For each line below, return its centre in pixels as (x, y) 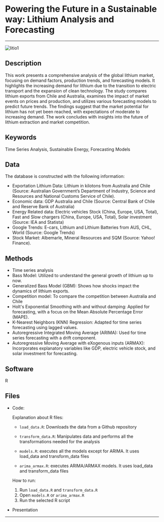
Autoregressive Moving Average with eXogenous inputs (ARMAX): (78, 343)
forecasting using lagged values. (45, 328)
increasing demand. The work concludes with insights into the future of (77, 117)
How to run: (24, 480)
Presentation (25, 510)
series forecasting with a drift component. (54, 338)
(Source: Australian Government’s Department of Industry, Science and (83, 191)
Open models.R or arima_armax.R (52, 495)
